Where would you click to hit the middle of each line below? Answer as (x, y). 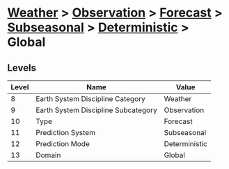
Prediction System (66, 133)
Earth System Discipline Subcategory (97, 110)
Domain (48, 155)
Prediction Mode (63, 144)
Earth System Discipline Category (91, 99)
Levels (22, 68)
